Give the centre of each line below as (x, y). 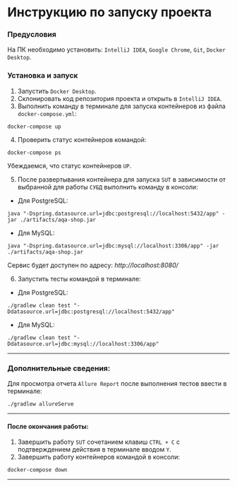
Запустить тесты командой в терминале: (79, 278)
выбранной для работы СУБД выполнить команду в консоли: (108, 187)
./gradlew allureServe (41, 404)
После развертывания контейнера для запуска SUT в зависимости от (122, 179)
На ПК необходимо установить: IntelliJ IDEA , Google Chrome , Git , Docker (116, 49)
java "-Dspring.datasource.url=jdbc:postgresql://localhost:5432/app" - (116, 213)
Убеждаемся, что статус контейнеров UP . (69, 165)
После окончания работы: (48, 426)
